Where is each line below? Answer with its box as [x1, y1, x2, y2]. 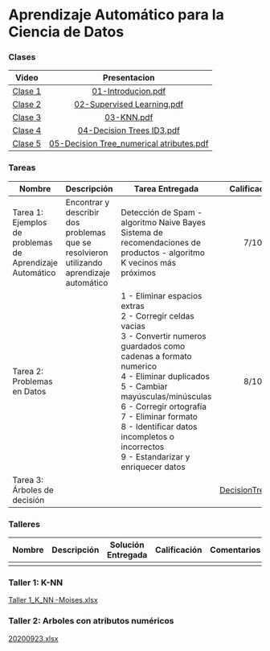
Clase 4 [12, 125, 42, 136]
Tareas [8, 163, 36, 174]
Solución [109, 539, 145, 550]
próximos [121, 267, 157, 278]
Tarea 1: [12, 207, 44, 218]
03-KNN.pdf [104, 112, 153, 123]
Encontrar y [65, 196, 110, 208]
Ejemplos [12, 216, 47, 228]
